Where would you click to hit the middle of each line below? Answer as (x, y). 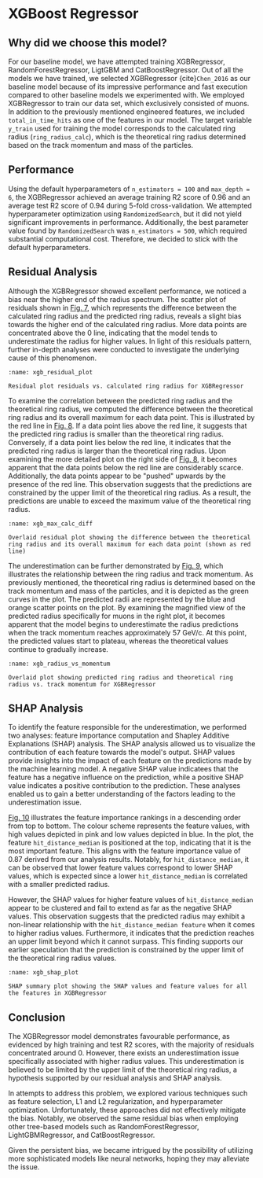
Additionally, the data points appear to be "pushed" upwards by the (117, 476)
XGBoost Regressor (73, 14)
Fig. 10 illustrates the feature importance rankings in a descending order (124, 818)
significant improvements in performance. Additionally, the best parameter (128, 222)
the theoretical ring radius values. (62, 958)
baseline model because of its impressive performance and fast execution (128, 87)
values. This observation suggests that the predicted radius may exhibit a (127, 916)
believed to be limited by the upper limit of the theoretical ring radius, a (123, 1069)
